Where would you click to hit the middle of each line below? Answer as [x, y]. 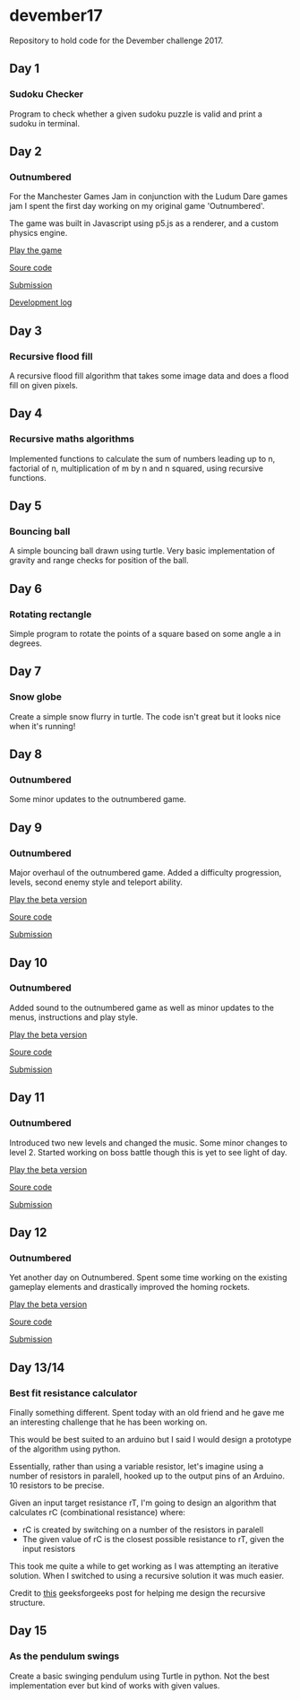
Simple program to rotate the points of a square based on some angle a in [145, 634]
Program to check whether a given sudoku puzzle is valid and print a [136, 114]
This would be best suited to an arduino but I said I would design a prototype [150, 1439]
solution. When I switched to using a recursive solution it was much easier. [147, 1575]
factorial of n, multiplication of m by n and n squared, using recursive [137, 468]
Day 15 [28, 1630]
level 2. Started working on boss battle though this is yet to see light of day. [148, 1152]
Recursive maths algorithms [72, 439]
